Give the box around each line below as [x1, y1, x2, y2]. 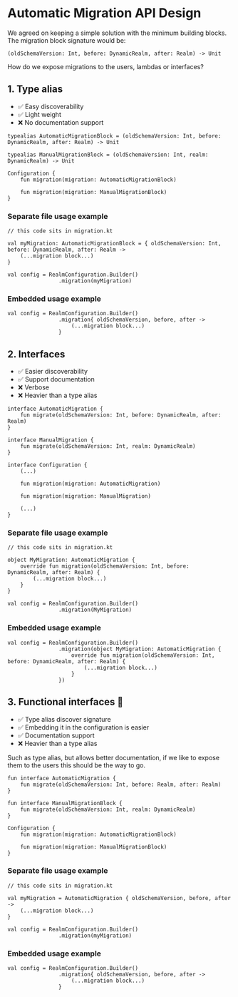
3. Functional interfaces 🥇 [7, 696, 124, 708]
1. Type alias [7, 83, 63, 96]
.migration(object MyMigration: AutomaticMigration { [58, 645, 222, 653]
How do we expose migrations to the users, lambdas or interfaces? [7, 62, 205, 71]
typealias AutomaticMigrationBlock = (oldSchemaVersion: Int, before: [7, 132, 222, 140]
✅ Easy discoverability [17, 102, 84, 111]
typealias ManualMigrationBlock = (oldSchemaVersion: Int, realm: [7, 151, 209, 158]
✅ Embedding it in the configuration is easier [17, 722, 150, 732]
